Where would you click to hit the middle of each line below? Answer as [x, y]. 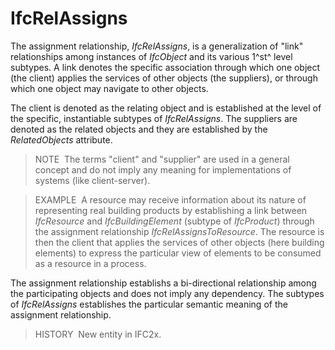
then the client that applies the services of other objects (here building [179, 242]
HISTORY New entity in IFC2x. [98, 334]
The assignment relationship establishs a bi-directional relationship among [163, 283]
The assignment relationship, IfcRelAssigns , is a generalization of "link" [157, 46]
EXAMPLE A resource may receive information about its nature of [170, 199]
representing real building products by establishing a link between [171, 210]
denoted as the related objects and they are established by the [139, 129]
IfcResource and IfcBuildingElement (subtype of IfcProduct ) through [174, 221]
